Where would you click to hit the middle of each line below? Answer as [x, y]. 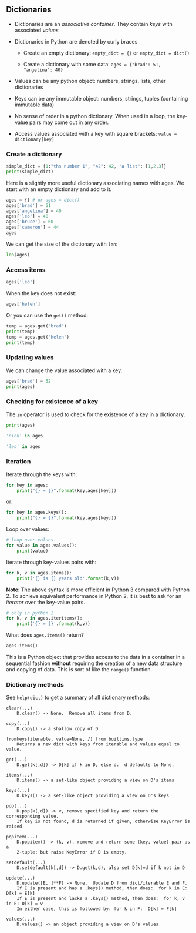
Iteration [18, 462]
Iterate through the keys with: [42, 474]
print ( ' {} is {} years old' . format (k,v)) [68, 578]
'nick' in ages [25, 436]
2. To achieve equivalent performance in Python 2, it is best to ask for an [94, 596]
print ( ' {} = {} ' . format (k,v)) [54, 624]
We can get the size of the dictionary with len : [62, 244]
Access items [26, 270]
